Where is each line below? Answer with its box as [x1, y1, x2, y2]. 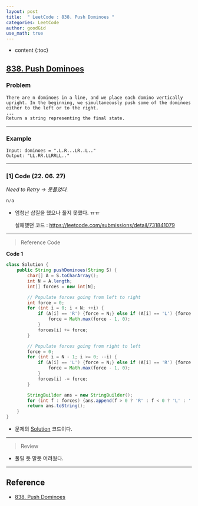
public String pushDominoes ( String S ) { [16, 267, 117, 274]
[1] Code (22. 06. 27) [6, 172, 66, 180]
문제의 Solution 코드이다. [14, 425, 72, 432]
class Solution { [6, 262, 49, 268]
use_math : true [6, 31, 44, 36]
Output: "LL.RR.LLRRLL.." [6, 153, 70, 159]
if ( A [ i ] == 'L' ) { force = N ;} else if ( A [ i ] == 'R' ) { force [37, 359, 192, 365]
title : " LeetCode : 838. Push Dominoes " [6, 14, 115, 20]
